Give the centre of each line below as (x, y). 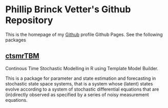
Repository (29, 20)
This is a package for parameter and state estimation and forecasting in (81, 78)
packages (16, 40)
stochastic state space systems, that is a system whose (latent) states (79, 83)
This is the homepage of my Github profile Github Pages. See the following (84, 34)
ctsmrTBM (22, 56)
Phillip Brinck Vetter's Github (68, 9)
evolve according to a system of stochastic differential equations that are (82, 89)
